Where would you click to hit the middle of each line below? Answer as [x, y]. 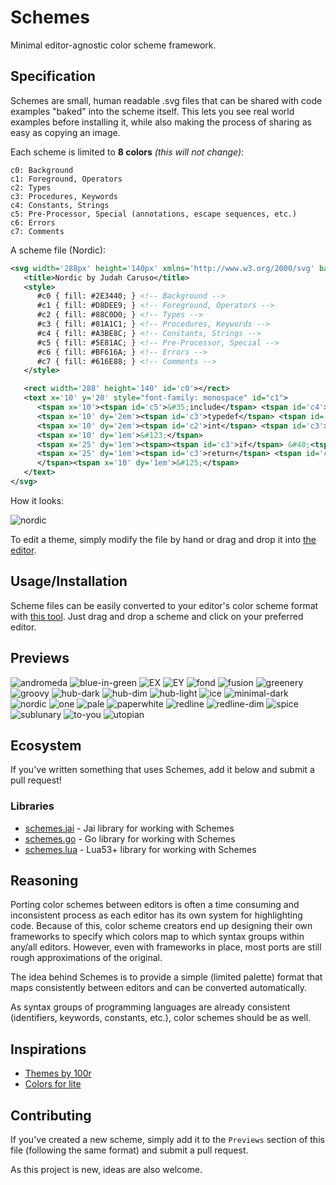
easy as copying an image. [65, 132]
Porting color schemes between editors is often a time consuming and [155, 905]
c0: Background [42, 170]
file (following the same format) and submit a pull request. [129, 1150]
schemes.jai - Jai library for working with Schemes [129, 828]
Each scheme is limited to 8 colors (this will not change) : [127, 152]
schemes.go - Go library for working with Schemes [130, 838]
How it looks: [37, 500]
